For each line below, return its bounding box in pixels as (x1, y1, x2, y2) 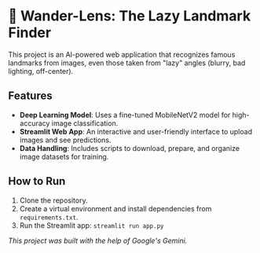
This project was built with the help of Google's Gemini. (8, 236, 188, 245)
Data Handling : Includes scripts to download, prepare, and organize (19, 143, 240, 152)
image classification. (51, 118, 119, 128)
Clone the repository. (19, 196, 88, 205)
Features (8, 90, 53, 103)
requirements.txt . (19, 212, 79, 222)
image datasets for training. (19, 152, 109, 161)
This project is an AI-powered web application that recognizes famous (8, 49, 236, 59)
